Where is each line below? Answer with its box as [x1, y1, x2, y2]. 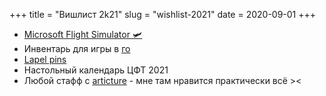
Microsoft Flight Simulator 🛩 [23, 29, 143, 40]
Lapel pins [23, 54, 67, 65]
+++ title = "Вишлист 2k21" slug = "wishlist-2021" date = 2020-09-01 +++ [9, 9, 317, 20]
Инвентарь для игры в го [23, 43, 131, 54]
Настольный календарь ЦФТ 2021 [23, 64, 169, 76]
